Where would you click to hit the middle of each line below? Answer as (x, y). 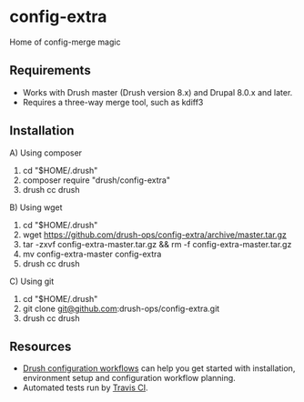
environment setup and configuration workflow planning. (129, 378)
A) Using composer (46, 153)
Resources (41, 346)
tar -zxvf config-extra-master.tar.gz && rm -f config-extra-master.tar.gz (157, 244)
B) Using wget (36, 207)
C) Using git (32, 281)
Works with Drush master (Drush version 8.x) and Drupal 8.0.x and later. (157, 92)
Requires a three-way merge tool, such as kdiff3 (113, 102)
